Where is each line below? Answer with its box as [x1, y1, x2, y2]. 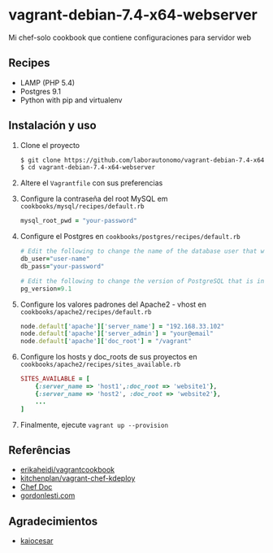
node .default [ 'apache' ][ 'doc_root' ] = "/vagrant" [19, 337, 193, 346]
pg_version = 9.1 [19, 285, 72, 293]
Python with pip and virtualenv [19, 95, 123, 105]
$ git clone [19, 156, 61, 164]
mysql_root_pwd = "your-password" [19, 217, 137, 225]
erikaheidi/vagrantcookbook [19, 465, 115, 475]
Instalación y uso [8, 119, 97, 133]
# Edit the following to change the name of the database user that [19, 247, 258, 255]
